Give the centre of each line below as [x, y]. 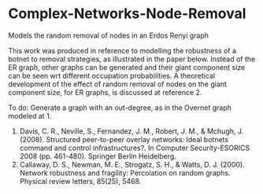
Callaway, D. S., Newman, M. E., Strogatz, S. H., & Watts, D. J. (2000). [132, 164]
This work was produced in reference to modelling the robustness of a [122, 50]
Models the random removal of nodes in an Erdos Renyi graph [109, 35]
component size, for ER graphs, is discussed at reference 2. [105, 92]
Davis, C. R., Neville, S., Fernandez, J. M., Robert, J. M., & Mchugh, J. [131, 131]
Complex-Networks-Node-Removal [127, 14]
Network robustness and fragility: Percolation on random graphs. [125, 173]
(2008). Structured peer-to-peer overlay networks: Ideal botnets [124, 139]
